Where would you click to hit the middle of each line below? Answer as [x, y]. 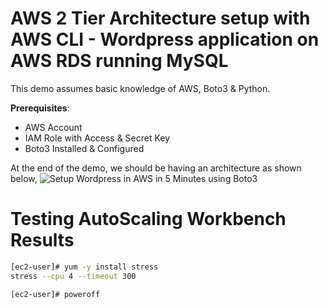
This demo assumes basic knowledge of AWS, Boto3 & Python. [140, 88]
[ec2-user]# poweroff [55, 294]
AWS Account [53, 127]
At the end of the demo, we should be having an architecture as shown [156, 168]
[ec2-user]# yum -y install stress [84, 267]
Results [42, 240]
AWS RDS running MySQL [119, 61]
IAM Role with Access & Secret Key [97, 138]
